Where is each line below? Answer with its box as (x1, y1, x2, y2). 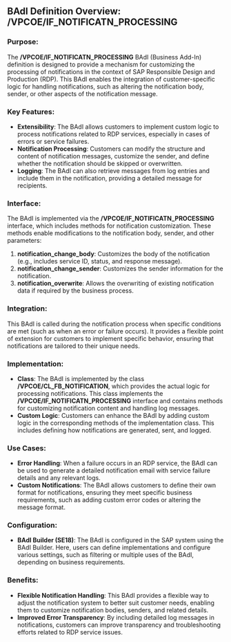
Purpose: (7, 37, 39, 47)
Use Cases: (7, 443, 46, 452)
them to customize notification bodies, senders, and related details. (17, 605, 209, 614)
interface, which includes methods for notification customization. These (7, 221, 212, 230)
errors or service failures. (17, 137, 90, 145)
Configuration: (7, 520, 57, 530)
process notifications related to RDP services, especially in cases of (17, 129, 210, 138)
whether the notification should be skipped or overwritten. (17, 159, 183, 167)
